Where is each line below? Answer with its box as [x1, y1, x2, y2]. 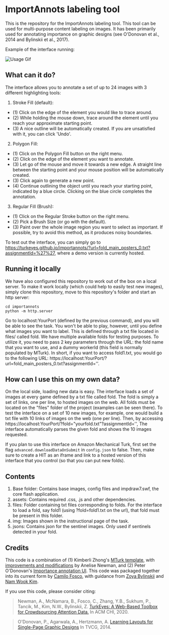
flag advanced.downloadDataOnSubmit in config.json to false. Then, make [5, 447, 155, 453]
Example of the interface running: [5, 46, 75, 52]
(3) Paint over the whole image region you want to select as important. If [12, 224, 163, 230]
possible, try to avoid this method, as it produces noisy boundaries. [12, 229, 153, 235]
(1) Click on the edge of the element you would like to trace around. [12, 109, 152, 115]
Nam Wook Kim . [5, 579, 39, 584]
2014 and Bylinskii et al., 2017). [5, 36, 70, 43]
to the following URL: [5, 355, 49, 361]
